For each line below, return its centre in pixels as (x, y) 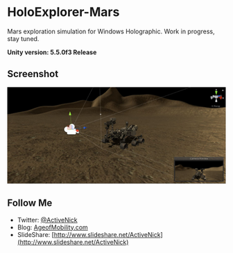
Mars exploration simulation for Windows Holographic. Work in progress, (111, 31)
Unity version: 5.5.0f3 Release (52, 52)
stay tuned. (23, 38)
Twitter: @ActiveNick (47, 220)
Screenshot (33, 74)
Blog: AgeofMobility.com (52, 227)
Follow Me (30, 203)
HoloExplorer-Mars (63, 12)
